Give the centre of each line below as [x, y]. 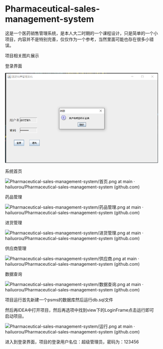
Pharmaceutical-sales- [53, 9]
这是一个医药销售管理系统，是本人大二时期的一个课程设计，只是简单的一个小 [81, 33]
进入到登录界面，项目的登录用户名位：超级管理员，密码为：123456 [72, 342]
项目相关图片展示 [22, 55]
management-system [49, 19]
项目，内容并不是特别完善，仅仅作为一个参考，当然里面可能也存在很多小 [77, 39]
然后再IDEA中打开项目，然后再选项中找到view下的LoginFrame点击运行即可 [80, 310]
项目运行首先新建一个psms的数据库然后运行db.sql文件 [59, 300]
